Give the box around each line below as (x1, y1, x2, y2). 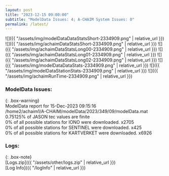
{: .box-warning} (5, 97, 39, 103)
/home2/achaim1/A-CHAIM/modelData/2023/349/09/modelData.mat (5, 108, 148, 114)
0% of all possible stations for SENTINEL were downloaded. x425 (5, 124, 142, 130)
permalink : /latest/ (5, 21, 49, 27)
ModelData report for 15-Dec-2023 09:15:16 (5, 102, 97, 109)
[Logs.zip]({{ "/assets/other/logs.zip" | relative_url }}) (5, 159, 116, 165)
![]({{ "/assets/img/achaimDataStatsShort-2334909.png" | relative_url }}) (5, 41, 157, 47)
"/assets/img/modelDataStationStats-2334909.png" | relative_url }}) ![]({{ (5, 68, 158, 74)
